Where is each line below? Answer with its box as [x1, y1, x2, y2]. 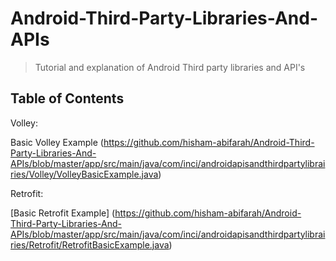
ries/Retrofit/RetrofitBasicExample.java [10, 238, 170, 251]
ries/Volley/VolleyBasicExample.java [10, 168, 159, 180]
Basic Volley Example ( [10, 136, 104, 148]
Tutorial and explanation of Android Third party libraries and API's [34, 61, 306, 73]
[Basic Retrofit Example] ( [10, 207, 116, 219]
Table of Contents [10, 90, 125, 107]
